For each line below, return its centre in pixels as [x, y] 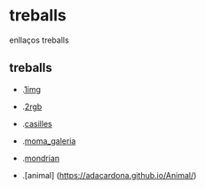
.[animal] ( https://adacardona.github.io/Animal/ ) [109, 175]
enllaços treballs [39, 40]
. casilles [37, 123]
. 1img [32, 89]
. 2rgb [32, 106]
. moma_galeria [49, 141]
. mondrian [41, 158]
